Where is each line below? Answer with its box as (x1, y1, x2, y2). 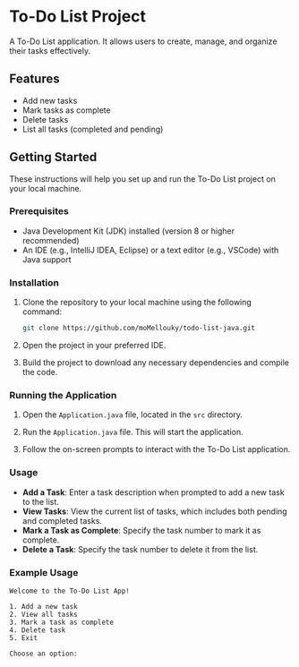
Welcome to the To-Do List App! (9, 586, 130, 595)
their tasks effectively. (9, 45, 91, 56)
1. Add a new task (9, 602, 78, 611)
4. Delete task (9, 625, 66, 635)
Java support (21, 253, 72, 265)
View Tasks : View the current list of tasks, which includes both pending (21, 506, 288, 517)
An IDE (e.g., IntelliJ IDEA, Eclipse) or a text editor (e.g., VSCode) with (21, 244, 279, 255)
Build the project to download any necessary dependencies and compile (21, 357, 289, 368)
